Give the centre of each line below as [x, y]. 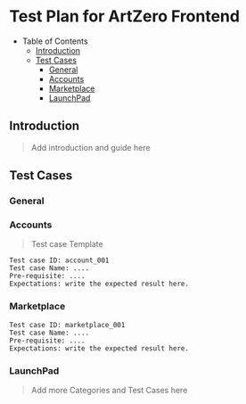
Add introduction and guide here [90, 147]
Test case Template [67, 244]
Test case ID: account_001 [59, 260]
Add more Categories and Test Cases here [109, 390]
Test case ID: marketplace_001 [67, 325]
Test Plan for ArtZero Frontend [125, 16]
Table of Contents [55, 41]
